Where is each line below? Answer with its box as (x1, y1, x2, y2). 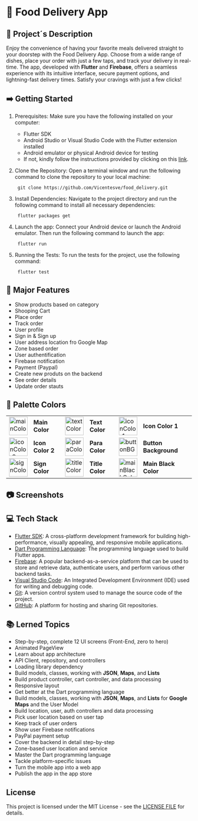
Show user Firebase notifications (14, 726, 95, 733)
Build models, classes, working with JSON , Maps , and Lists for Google (14, 695, 187, 702)
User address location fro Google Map (14, 339, 108, 346)
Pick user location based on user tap (14, 713, 104, 721)
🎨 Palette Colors (6, 400, 67, 410)
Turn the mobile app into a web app (14, 764, 101, 771)
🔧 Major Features (6, 285, 70, 295)
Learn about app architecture (14, 651, 86, 658)
